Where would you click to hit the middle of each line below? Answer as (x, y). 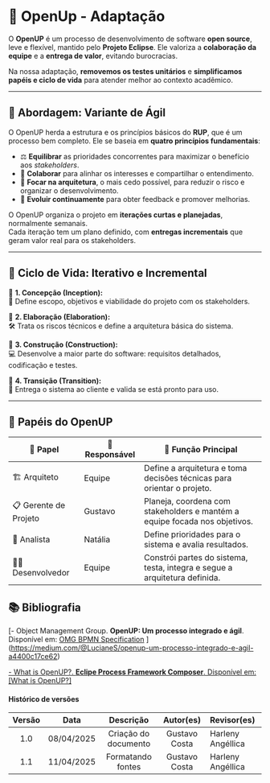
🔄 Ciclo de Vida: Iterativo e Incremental (108, 273)
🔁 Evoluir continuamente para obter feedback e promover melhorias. (135, 199)
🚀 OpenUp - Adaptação (87, 16)
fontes (129, 767)
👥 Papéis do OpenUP (61, 422)
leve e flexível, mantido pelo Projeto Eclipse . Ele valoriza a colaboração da (133, 47)
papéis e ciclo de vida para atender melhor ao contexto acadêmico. (121, 80)
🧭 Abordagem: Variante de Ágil (87, 113)
